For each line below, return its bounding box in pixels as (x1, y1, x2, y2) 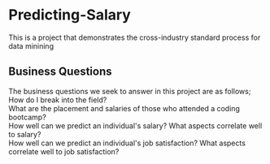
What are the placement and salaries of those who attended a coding (8, 103, 240, 113)
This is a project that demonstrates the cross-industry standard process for (8, 32, 261, 42)
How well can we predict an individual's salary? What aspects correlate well (8, 120, 263, 131)
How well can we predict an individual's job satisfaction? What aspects (8, 138, 246, 148)
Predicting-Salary (8, 6, 132, 24)
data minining (8, 41, 54, 50)
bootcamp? (8, 112, 46, 122)
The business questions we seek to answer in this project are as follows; (8, 86, 251, 96)
